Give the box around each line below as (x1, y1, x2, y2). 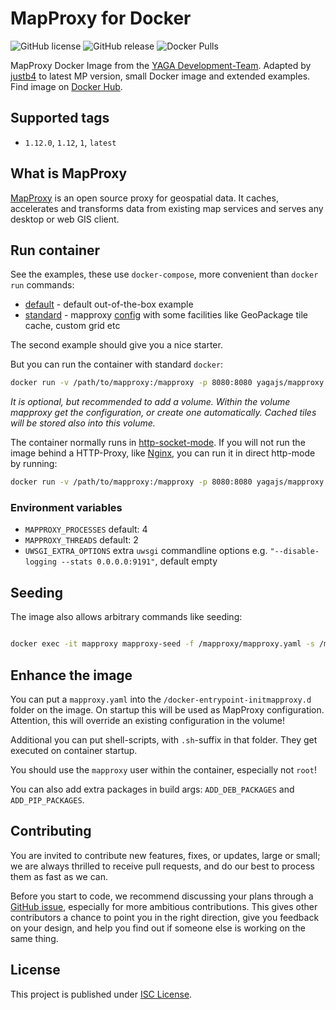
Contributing (10, 823, 92, 840)
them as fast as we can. (10, 870, 108, 882)
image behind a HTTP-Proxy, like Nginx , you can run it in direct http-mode (10, 447, 316, 459)
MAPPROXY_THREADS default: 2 (24, 534, 139, 546)
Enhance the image (10, 667, 133, 684)
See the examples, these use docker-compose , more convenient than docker (10, 268, 319, 281)
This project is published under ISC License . (10, 988, 193, 1000)
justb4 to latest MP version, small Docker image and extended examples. (10, 70, 311, 82)
